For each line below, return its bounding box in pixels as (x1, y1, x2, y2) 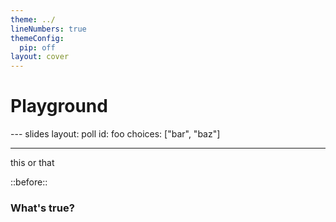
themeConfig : (10, 33, 65, 43)
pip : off (19, 42, 56, 53)
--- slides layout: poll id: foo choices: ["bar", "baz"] (10, 128, 221, 140)
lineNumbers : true (10, 24, 87, 34)
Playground (10, 95, 108, 118)
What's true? (10, 201, 75, 215)
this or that (10, 157, 55, 169)
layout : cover (10, 52, 70, 62)
